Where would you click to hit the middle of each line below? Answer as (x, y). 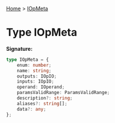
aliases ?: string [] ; (42, 103)
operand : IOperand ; (41, 87)
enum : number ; (34, 65)
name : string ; (34, 70)
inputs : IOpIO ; (36, 82)
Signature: (19, 48)
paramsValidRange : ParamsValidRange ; (63, 93)
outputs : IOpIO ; (37, 76)
